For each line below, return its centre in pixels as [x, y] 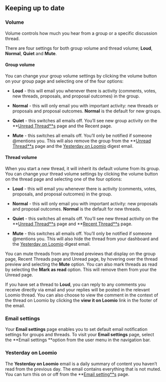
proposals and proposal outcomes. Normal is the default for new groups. [87, 111]
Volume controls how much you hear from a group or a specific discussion [81, 33]
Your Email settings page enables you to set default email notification [76, 329]
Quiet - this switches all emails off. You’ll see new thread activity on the [85, 219]
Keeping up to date [35, 8]
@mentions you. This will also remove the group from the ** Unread [82, 141]
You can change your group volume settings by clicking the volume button [81, 76]
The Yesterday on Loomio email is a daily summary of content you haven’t [81, 364]
